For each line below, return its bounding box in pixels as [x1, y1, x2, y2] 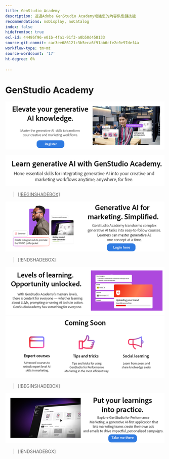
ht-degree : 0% [5, 56, 35, 61]
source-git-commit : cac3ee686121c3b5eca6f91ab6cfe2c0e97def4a [5, 41, 139, 46]
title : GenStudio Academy [5, 8, 60, 13]
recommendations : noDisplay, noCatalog [5, 19, 90, 24]
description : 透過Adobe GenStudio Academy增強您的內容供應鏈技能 [5, 13, 136, 19]
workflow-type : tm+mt [5, 46, 51, 51]
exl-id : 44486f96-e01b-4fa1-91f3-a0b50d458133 [5, 35, 105, 40]
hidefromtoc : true [5, 29, 44, 35]
